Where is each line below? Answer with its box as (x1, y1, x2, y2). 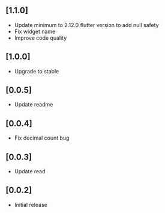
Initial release (14, 201, 47, 208)
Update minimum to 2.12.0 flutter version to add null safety (14, 21, 160, 28)
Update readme (14, 101, 53, 108)
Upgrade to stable (14, 67, 59, 75)
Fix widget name (14, 28, 56, 35)
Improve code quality (14, 34, 67, 42)
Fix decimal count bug (14, 134, 70, 141)
